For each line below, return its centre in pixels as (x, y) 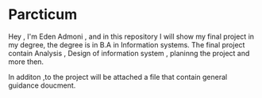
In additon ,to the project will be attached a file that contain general (118, 77)
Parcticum (43, 15)
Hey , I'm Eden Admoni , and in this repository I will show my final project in (131, 36)
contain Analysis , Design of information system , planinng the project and (129, 53)
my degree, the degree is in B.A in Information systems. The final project (127, 44)
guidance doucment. (42, 85)
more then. (26, 62)
